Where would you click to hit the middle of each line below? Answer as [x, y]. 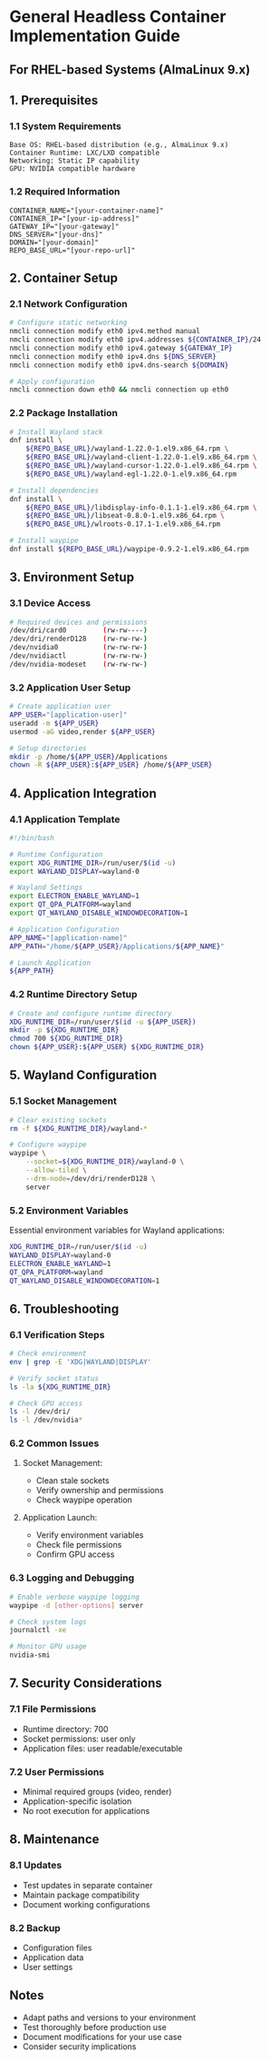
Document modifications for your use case [102, 2036]
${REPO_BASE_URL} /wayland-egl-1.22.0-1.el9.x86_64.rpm [131, 474]
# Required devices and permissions [78, 622]
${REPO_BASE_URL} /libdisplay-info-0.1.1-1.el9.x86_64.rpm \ [141, 507]
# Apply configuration [52, 381]
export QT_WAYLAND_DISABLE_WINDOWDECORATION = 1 [99, 913]
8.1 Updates [36, 1866]
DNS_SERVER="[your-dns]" [56, 234]
